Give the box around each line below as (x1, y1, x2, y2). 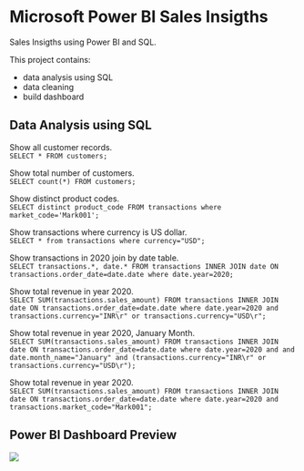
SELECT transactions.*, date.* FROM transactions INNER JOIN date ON (9, 261, 279, 271)
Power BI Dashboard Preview (9, 427, 177, 443)
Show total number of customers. (9, 167, 135, 179)
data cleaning (22, 81, 75, 92)
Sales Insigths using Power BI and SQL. (9, 36, 157, 47)
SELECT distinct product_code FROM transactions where (9, 202, 222, 211)
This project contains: (9, 54, 91, 65)
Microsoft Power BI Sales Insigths (9, 6, 269, 27)
